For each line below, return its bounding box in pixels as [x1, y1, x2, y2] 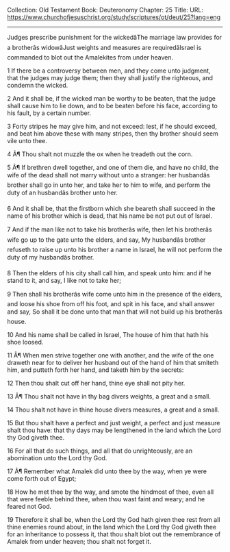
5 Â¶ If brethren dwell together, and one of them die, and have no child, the [7, 164, 219, 171]
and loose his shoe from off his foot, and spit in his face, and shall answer [7, 300, 215, 308]
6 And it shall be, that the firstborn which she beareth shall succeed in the [7, 205, 216, 212]
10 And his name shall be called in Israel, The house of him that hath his [7, 331, 209, 338]
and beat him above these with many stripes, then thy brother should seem [7, 129, 219, 138]
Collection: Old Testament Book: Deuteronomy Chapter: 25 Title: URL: [7, 6, 204, 14]
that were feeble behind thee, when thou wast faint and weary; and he [7, 495, 205, 503]
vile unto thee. [7, 137, 48, 145]
